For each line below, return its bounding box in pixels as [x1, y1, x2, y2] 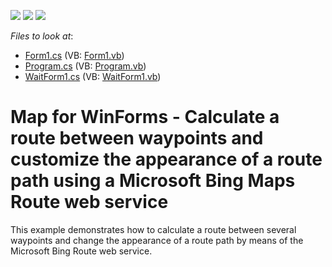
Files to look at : [10, 30, 74, 42]
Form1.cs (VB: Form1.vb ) [24, 50, 125, 61]
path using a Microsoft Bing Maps [10, 170, 296, 192]
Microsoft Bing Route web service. [10, 245, 153, 257]
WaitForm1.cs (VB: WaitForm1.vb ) [24, 71, 162, 82]
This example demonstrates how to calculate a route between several [10, 223, 297, 235]
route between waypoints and [10, 127, 264, 150]
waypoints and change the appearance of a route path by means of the [10, 234, 304, 246]
